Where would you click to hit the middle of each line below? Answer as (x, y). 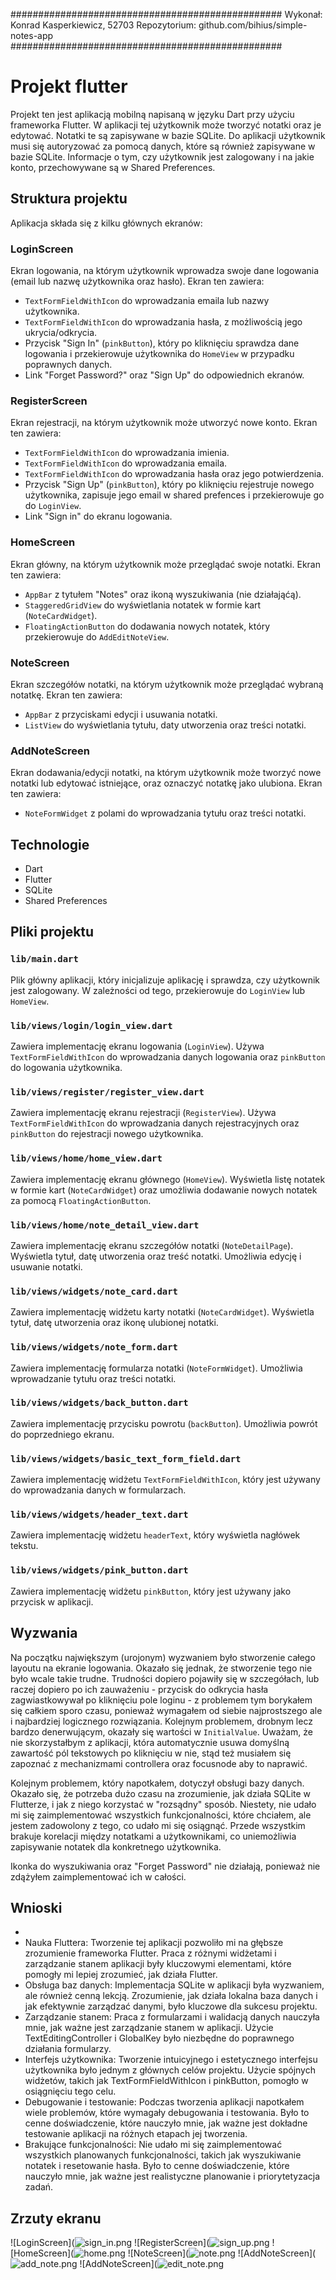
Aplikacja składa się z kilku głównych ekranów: (106, 223)
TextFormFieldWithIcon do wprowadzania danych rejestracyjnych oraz (155, 1123)
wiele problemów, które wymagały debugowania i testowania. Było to (167, 2113)
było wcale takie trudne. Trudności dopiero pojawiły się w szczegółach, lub (165, 1678)
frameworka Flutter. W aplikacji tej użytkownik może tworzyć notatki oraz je (166, 125)
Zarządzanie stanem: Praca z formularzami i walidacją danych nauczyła (172, 2017)
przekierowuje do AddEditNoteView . (97, 636)
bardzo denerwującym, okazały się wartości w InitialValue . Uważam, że (161, 1731)
